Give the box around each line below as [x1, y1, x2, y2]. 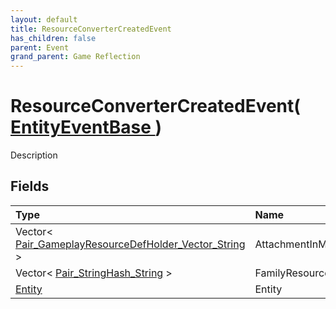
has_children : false [10, 33, 97, 43]
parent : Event [10, 42, 70, 53]
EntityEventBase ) [10, 116, 163, 139]
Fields [10, 178, 50, 195]
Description [10, 149, 58, 161]
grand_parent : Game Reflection [10, 52, 141, 62]
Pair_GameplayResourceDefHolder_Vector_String [15, 237, 246, 251]
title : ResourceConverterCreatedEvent [10, 24, 172, 34]
